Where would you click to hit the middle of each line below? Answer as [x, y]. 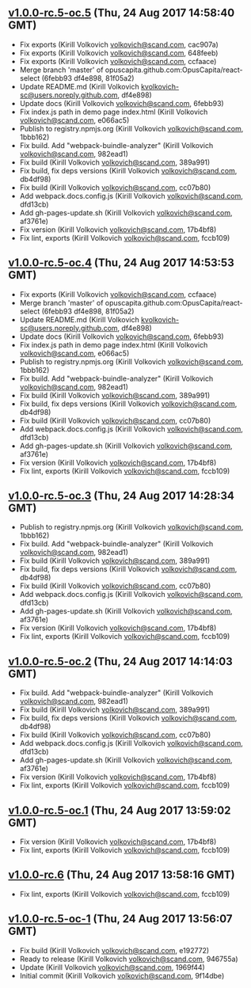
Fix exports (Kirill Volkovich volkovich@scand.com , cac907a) [119, 44]
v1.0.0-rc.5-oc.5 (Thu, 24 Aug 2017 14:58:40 [122, 13]
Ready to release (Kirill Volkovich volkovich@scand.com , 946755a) [129, 959]
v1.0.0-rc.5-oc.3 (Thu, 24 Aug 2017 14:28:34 [122, 496]
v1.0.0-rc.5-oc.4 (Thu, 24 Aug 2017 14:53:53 [122, 263]
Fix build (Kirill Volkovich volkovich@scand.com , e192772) [114, 950]
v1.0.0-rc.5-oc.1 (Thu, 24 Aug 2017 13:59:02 [120, 810]
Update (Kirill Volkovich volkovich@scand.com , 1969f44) [112, 967]
